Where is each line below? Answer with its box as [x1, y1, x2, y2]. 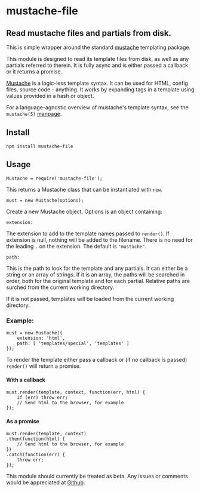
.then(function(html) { [6, 436, 66, 442]
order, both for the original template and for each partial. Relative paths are [6, 277, 190, 284]
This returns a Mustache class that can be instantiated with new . [6, 186, 163, 193]
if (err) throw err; [17, 395, 68, 401]
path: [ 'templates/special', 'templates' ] [17, 340, 130, 346]
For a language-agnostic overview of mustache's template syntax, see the [6, 104, 189, 111]
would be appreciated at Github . [6, 479, 85, 486]
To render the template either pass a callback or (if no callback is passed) [6, 356, 187, 363]
